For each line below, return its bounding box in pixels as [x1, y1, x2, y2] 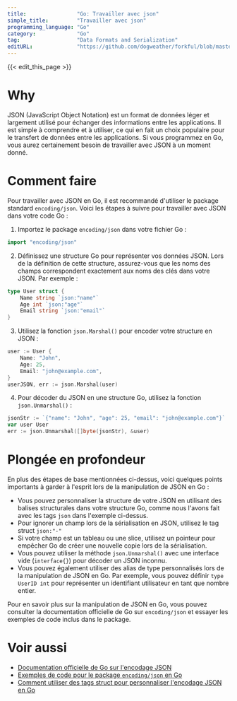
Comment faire [7, 173, 97, 189]
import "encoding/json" [7, 238, 78, 246]
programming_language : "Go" [7, 23, 90, 30]
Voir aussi [7, 640, 67, 656]
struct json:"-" [17, 526, 62, 534]
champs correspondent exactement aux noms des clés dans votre [17, 266, 210, 275]
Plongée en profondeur [7, 452, 146, 468]
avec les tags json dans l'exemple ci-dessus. [17, 511, 149, 519]
